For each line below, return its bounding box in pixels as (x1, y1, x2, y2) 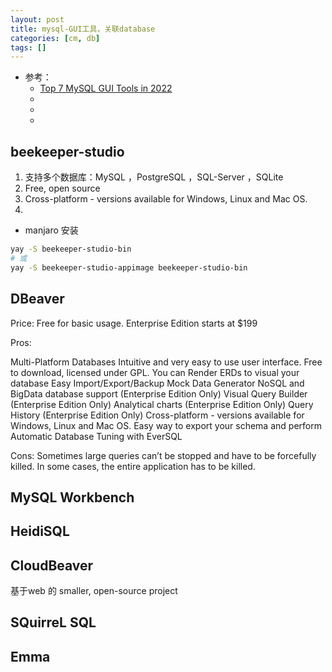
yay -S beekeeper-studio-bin (10, 244, 132, 255)
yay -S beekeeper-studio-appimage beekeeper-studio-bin (10, 262, 248, 273)
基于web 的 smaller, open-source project (10, 585, 178, 597)
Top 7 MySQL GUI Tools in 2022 (39, 82, 173, 95)
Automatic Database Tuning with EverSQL (10, 430, 183, 442)
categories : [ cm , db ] (10, 33, 101, 43)
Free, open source (24, 182, 101, 195)
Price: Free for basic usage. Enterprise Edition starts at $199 (10, 317, 258, 329)
